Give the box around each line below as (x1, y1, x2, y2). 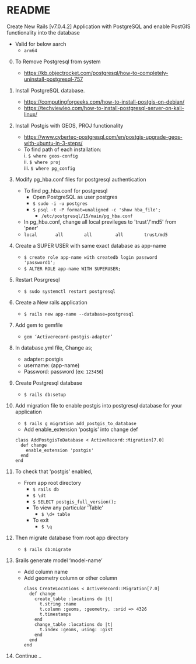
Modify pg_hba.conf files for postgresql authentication (15, 176, 146, 183)
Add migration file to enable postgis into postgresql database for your (15, 402, 183, 409)
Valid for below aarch (15, 40, 66, 47)
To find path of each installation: (23, 146, 101, 153)
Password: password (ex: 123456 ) (23, 368, 104, 375)
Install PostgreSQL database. (15, 87, 85, 94)
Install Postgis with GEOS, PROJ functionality (15, 122, 124, 129)
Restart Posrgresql (15, 276, 60, 283)
